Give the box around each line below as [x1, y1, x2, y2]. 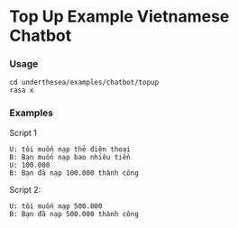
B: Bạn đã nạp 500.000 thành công [9, 209, 140, 218]
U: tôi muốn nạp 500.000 [9, 201, 103, 211]
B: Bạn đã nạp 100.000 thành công [9, 169, 140, 178]
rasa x [9, 86, 34, 96]
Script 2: [9, 184, 41, 195]
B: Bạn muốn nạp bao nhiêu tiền [9, 152, 131, 161]
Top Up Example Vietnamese [9, 6, 230, 27]
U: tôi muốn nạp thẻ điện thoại [9, 144, 131, 154]
